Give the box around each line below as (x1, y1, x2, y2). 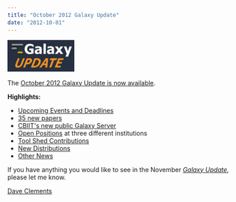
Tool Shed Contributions (17, 136, 89, 145)
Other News (17, 151, 53, 160)
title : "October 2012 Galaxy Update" (7, 11, 120, 18)
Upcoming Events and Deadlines (17, 106, 114, 115)
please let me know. (7, 173, 66, 181)
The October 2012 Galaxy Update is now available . (7, 78, 156, 87)
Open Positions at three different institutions (17, 129, 148, 137)
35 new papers (17, 114, 63, 122)
